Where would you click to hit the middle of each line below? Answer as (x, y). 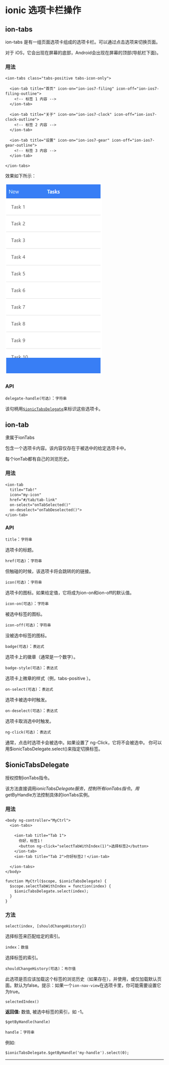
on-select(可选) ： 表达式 (29, 689)
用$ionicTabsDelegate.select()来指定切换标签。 (54, 749)
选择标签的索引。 (23, 958)
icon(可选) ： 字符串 (24, 582)
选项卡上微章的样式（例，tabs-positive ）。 (49, 678)
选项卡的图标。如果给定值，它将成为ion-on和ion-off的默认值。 (70, 593)
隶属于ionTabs (20, 438)
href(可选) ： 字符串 (24, 560)
